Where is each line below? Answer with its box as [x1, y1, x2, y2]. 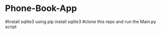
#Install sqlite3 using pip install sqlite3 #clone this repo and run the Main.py [5, 19, 157, 24]
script [5, 23, 17, 29]
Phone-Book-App [5, 3, 77, 14]
